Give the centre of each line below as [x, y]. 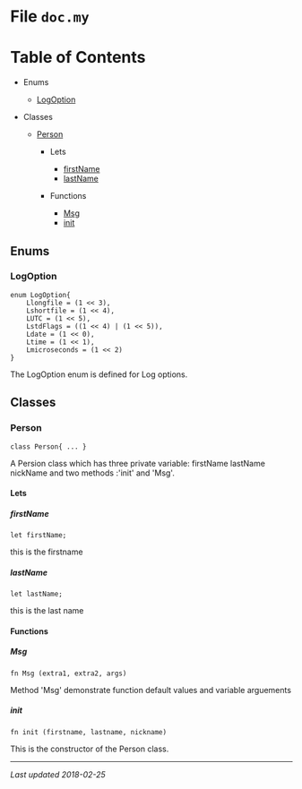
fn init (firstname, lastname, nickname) [89, 732]
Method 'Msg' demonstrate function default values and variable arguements [151, 690]
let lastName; [37, 594]
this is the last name [47, 611]
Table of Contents [78, 58]
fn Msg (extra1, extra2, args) [69, 673]
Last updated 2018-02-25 [58, 774]
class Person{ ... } [49, 446]
